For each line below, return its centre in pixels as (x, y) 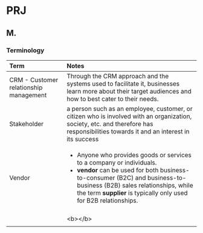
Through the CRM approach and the (118, 76)
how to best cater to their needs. (112, 99)
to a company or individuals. (117, 163)
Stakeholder (27, 124)
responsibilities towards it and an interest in (128, 131)
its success (82, 139)
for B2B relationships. (108, 200)
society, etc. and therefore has (110, 124)
